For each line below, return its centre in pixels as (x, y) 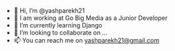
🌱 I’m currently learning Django (58, 25)
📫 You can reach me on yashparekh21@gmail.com (86, 40)
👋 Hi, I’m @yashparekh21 (49, 11)
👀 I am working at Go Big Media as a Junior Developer (91, 18)
